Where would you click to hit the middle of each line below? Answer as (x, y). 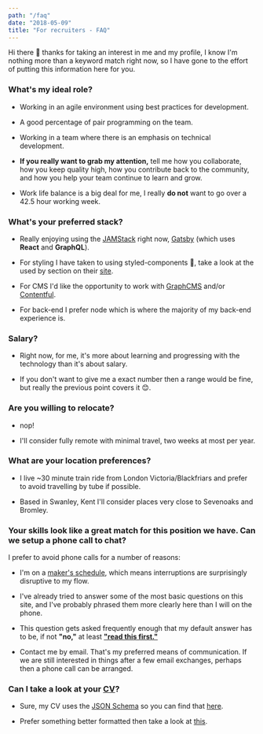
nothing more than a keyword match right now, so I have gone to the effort (128, 61)
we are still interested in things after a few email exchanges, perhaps (130, 660)
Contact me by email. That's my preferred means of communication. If (133, 652)
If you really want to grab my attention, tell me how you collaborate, (130, 161)
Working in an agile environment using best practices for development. (134, 106)
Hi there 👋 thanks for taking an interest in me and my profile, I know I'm (123, 53)
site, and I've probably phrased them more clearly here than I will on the (136, 605)
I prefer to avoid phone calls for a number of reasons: (94, 558)
